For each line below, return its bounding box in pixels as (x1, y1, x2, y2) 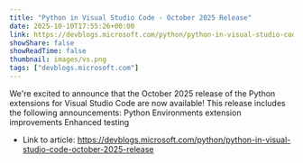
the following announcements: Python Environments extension (9, 107, 242, 118)
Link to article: (22, 134, 76, 145)
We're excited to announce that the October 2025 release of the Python (9, 87, 276, 99)
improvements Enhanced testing (9, 116, 130, 127)
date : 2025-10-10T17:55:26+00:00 (9, 22, 135, 31)
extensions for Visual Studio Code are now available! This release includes (9, 97, 286, 108)
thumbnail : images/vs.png (9, 55, 106, 64)
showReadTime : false (9, 47, 87, 56)
